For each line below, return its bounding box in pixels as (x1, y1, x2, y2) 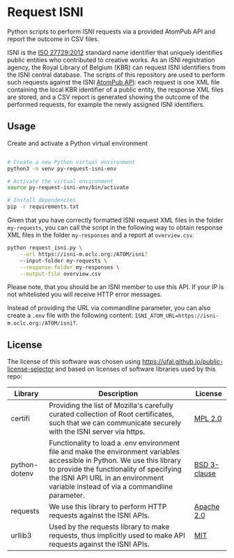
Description (98, 389, 138, 399)
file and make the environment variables (48, 447, 180, 457)
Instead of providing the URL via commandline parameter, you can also (7, 304, 211, 312)
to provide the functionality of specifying (48, 464, 182, 474)
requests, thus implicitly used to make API (48, 531, 186, 541)
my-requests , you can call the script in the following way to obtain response (7, 223, 223, 231)
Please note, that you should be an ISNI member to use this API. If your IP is (7, 283, 224, 291)
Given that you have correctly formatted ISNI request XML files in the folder (7, 216, 224, 224)
